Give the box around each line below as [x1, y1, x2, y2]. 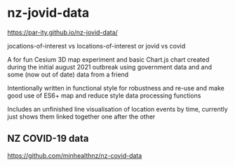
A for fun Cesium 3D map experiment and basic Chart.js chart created [7, 55, 210, 64]
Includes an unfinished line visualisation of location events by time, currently [7, 105, 228, 113]
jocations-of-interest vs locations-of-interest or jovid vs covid [7, 41, 186, 50]
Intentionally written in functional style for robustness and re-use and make [7, 83, 224, 92]
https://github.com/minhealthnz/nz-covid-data [7, 151, 142, 159]
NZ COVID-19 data [7, 133, 89, 145]
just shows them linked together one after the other [7, 112, 156, 121]
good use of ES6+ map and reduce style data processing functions [7, 91, 201, 100]
